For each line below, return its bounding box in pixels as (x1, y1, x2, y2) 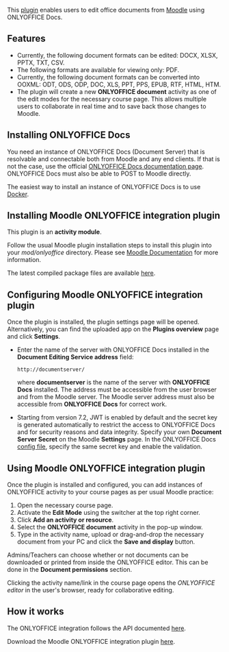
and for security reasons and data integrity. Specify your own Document (16, 428, 222, 436)
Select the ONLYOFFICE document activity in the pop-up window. (16, 523, 203, 531)
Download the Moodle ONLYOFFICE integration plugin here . (7, 637, 176, 645)
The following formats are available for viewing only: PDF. (16, 65, 180, 74)
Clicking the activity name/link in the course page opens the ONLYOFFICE (7, 579, 215, 587)
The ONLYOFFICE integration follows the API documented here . (7, 624, 187, 632)
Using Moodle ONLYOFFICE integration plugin (7, 462, 206, 474)
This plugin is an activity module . (7, 228, 102, 236)
